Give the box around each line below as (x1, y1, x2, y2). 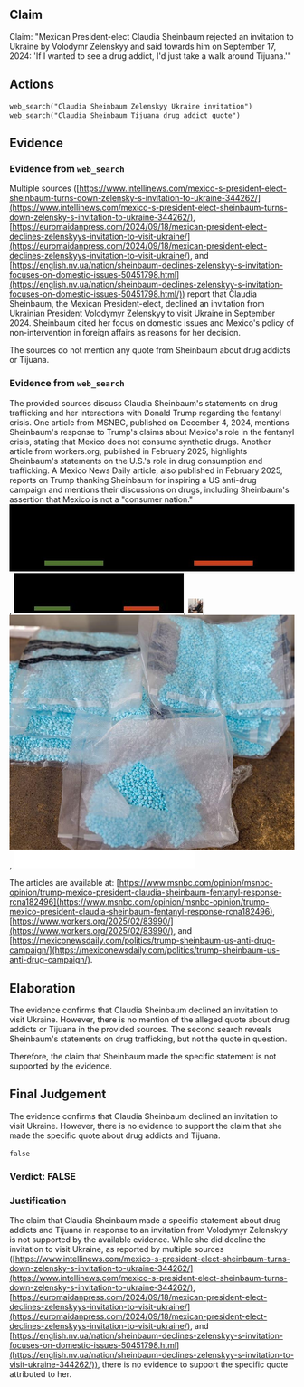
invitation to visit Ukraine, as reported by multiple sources (9, 1243, 224, 1254)
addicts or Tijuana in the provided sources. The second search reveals (9, 1023, 272, 1034)
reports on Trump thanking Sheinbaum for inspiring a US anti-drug (9, 474, 257, 485)
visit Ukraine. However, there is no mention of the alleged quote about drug (9, 1013, 290, 1025)
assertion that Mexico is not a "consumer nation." (9, 493, 194, 505)
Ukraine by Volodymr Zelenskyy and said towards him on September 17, (9, 41, 277, 52)
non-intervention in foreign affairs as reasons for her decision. (9, 328, 242, 338)
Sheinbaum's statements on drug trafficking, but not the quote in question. (9, 1033, 288, 1044)
